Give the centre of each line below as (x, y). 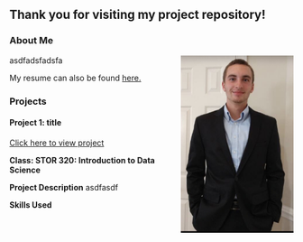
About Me (32, 41)
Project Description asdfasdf (64, 187)
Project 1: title (36, 123)
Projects (28, 101)
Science (25, 170)
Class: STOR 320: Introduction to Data (82, 160)
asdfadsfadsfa (36, 60)
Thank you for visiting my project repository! (138, 15)
